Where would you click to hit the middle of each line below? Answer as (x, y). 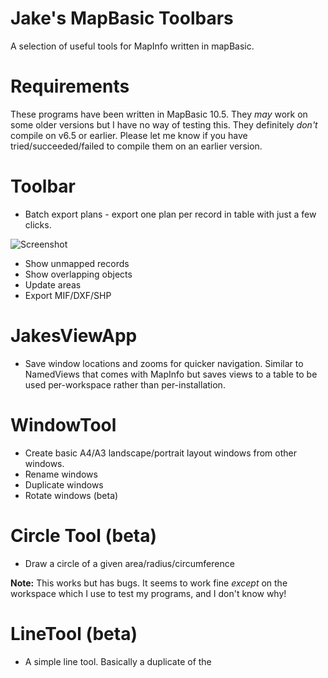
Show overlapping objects (78, 274)
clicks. (38, 224)
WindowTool (63, 424)
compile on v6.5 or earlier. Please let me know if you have (129, 135)
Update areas (53, 284)
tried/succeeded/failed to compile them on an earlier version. (136, 146)
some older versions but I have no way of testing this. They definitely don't (164, 124)
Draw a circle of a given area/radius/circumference (129, 563)
